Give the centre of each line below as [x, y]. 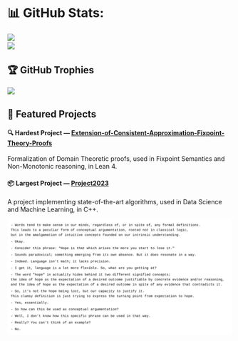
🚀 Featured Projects [52, 114]
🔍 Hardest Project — [39, 132]
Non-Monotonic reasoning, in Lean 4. [62, 167]
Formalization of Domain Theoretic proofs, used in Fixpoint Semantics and [116, 159]
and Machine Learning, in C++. [53, 209]
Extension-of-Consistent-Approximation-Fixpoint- [148, 132]
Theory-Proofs [30, 143]
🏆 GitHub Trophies [51, 70]
